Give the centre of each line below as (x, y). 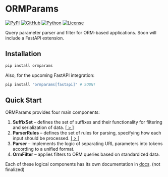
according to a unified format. (43, 149)
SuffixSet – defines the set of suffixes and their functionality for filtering (87, 122)
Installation (23, 54)
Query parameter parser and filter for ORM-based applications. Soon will (81, 32)
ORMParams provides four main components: (52, 112)
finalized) (15, 169)
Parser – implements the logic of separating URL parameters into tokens (88, 144)
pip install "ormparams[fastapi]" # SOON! (50, 84)
